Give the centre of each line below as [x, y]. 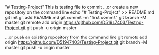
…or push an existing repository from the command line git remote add [76, 37]
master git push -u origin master [37, 47]
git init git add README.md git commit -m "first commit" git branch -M [76, 17]
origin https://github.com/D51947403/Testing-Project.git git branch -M [76, 42]
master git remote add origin [34, 22]
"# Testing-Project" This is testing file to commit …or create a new [72, 7]
